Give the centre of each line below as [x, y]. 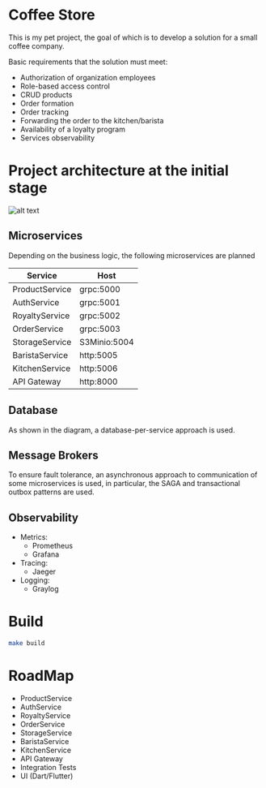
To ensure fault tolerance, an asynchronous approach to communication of [133, 475]
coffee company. [36, 45]
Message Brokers [53, 455]
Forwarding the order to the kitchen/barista [92, 120]
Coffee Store [52, 15]
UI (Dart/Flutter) [46, 776]
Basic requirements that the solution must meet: [88, 62]
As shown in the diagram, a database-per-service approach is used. [122, 430]
